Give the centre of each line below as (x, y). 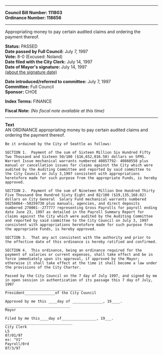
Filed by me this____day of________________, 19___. (59, 319)
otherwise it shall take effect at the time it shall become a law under (81, 263)
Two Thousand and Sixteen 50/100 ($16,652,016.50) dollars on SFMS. (76, 157)
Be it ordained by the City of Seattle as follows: (58, 144)
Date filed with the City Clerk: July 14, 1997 (49, 62)
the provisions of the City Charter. (43, 267)
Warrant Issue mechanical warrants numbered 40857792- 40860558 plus (77, 161)
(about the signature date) (31, 72)
